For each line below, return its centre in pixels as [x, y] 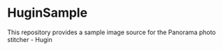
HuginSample [48, 13]
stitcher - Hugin [30, 39]
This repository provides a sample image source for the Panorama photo [112, 32]
